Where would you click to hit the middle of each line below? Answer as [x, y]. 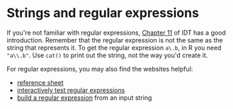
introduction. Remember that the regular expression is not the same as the [115, 40]
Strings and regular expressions [103, 13]
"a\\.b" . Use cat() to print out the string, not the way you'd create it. [107, 55]
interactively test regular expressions [71, 90]
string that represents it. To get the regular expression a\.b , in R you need [114, 47]
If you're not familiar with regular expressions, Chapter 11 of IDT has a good [116, 33]
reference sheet [40, 82]
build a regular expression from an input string [84, 98]
